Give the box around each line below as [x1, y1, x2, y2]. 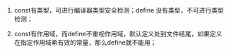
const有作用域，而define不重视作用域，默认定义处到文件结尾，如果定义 [13, 30, 223, 38]
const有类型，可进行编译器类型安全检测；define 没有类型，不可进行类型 [13, 6, 225, 14]
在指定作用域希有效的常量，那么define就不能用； [13, 38, 157, 47]
